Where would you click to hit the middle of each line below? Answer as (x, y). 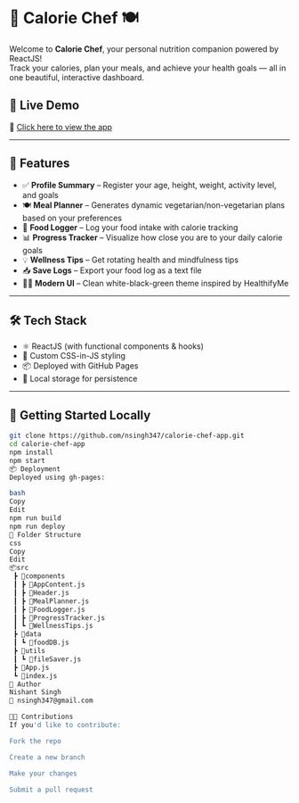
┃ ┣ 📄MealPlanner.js (51, 601)
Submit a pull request (51, 790)
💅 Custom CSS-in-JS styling (74, 356)
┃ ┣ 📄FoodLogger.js (49, 609)
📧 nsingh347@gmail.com (51, 701)
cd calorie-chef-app (48, 444)
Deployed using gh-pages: (57, 477)
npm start (28, 460)
